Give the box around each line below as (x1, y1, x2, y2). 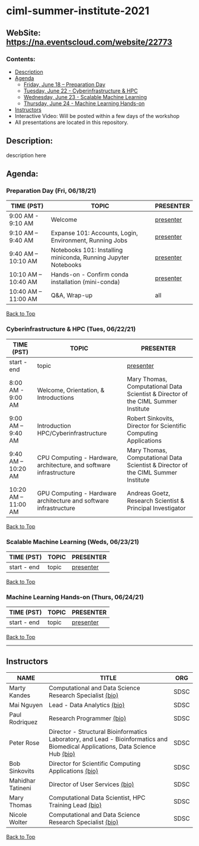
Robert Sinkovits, (127, 414, 174, 422)
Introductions (37, 393, 75, 402)
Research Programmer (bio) (49, 714, 126, 723)
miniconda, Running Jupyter (50, 253, 129, 262)
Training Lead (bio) (49, 801, 102, 809)
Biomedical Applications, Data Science (49, 743, 156, 751)
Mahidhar (9, 777, 36, 785)
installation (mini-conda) (50, 278, 120, 286)
